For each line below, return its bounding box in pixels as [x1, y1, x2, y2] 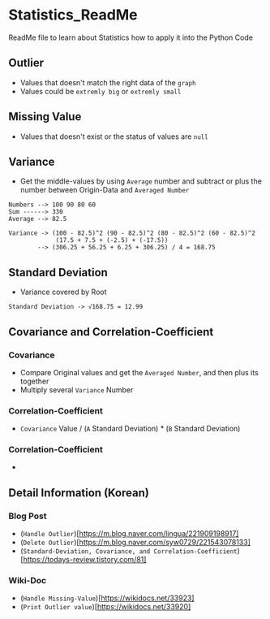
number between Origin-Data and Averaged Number [19, 185, 190, 195]
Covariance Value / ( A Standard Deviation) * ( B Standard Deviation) [19, 424, 241, 434]
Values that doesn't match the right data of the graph [19, 77, 196, 87]
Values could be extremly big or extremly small [19, 86, 182, 96]
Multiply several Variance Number [19, 384, 134, 395]
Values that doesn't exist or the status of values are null [19, 132, 208, 141]
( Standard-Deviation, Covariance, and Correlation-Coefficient [19, 546, 238, 556]
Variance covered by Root [19, 287, 107, 297]
